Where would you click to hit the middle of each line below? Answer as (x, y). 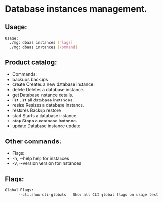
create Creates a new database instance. (53, 84)
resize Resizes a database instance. (48, 105)
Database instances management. (76, 9)
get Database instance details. (42, 95)
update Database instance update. (47, 126)
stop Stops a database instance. (44, 121)
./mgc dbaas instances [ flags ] (41, 42)
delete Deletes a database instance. (48, 90)
